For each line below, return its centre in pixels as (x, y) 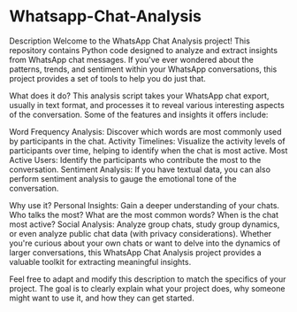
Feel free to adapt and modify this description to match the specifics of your (148, 279)
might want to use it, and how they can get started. (102, 298)
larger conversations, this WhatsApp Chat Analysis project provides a (136, 252)
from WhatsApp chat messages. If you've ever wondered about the (132, 59)
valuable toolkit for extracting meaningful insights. (100, 261)
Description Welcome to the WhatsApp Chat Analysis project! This (129, 41)
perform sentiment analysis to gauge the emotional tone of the (123, 178)
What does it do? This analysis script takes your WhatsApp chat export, (139, 96)
